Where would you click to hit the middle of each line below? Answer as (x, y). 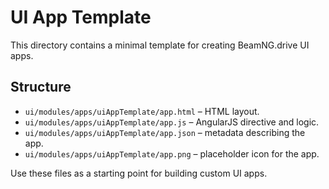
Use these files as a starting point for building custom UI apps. (139, 173)
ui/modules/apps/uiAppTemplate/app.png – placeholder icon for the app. (172, 153)
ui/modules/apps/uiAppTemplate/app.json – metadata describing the (165, 132)
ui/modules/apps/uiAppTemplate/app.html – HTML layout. (142, 111)
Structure (41, 87)
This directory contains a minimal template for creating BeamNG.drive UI (160, 45)
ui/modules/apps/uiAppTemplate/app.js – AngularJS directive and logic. (172, 122)
